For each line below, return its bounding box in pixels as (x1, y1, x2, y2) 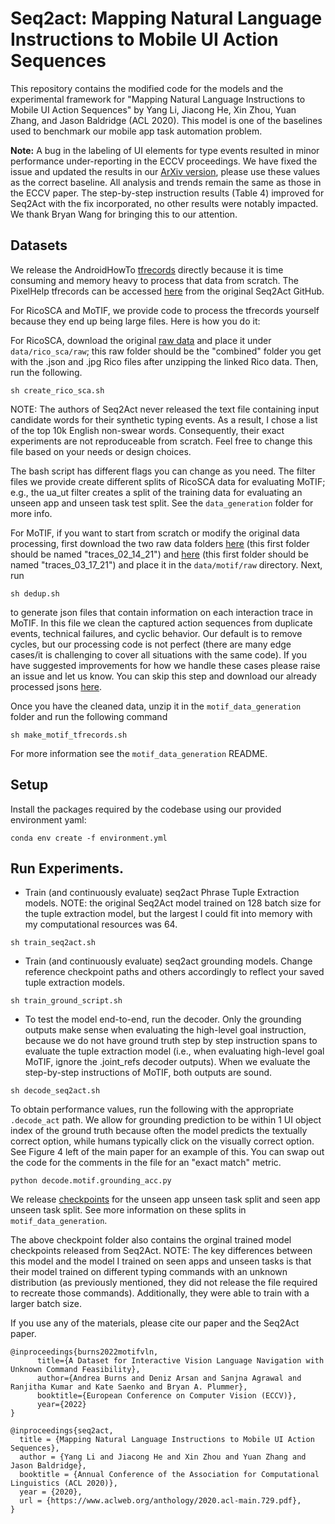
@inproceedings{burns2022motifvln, (10, 1347, 159, 1357)
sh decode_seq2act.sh (10, 1086, 101, 1096)
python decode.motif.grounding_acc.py (10, 1176, 172, 1186)
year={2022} (36, 1400, 87, 1410)
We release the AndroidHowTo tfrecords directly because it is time (10, 263, 284, 276)
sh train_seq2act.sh (10, 938, 97, 948)
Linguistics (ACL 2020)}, (10, 1478, 118, 1489)
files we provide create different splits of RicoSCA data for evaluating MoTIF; (10, 475, 326, 487)
